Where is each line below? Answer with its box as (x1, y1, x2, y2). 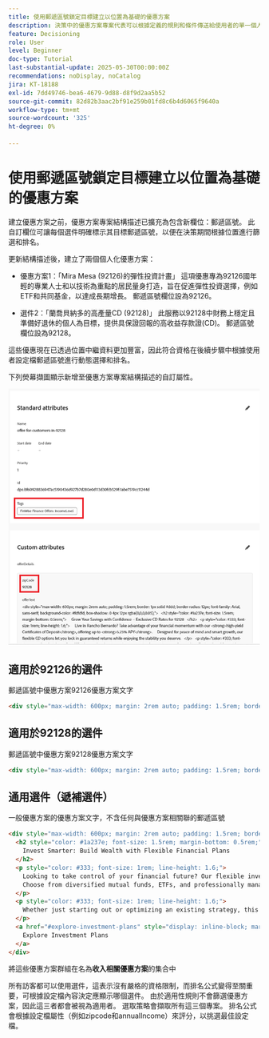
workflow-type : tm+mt (8, 106, 81, 114)
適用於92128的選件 (8, 727, 103, 740)
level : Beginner (8, 46, 62, 55)
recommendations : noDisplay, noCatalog (8, 72, 141, 80)
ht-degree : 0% (8, 122, 56, 131)
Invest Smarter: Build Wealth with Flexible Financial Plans (22, 847, 230, 856)
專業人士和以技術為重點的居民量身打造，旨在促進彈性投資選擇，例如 (34, 281, 258, 291)
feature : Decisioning (8, 30, 81, 38)
